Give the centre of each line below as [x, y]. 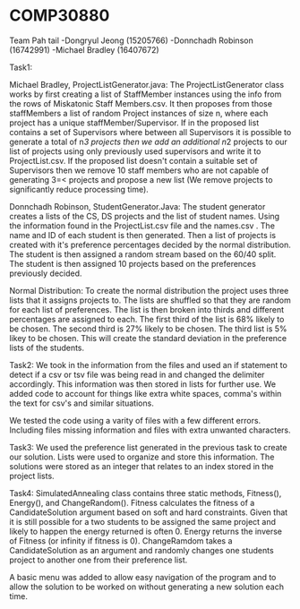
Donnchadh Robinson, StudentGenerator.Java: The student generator [137, 206]
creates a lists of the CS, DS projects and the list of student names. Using [145, 216]
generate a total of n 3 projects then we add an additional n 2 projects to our [149, 142]
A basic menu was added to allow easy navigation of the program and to [143, 577]
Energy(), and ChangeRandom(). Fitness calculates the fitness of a [132, 502]
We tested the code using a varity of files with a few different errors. [135, 420]
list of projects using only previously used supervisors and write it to [135, 151]
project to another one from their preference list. [99, 560]
